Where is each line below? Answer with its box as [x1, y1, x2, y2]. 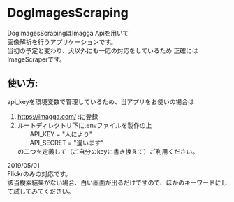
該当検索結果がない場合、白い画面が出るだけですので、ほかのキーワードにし [7, 178, 228, 187]
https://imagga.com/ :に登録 [17, 112, 98, 120]
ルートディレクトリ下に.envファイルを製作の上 [17, 121, 152, 129]
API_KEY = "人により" [29, 129, 93, 138]
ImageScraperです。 [7, 55, 66, 64]
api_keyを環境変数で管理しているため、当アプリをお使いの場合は [7, 97, 194, 106]
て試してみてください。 [7, 187, 75, 195]
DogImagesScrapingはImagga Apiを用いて [7, 29, 129, 37]
